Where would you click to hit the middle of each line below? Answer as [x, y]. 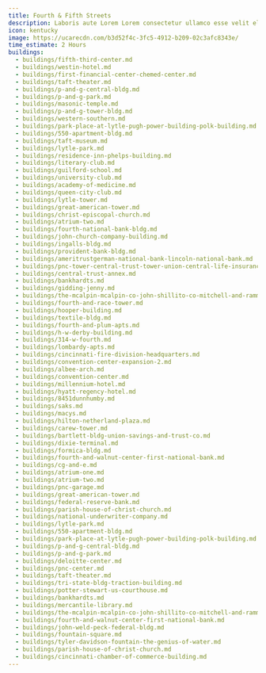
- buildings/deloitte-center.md [69, 561]
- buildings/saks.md [49, 406]
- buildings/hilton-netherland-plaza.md [83, 421]
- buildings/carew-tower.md [62, 428]
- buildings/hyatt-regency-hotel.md [76, 392]
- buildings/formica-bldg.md [63, 450]
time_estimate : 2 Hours [47, 45]
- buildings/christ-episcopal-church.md [83, 215]
